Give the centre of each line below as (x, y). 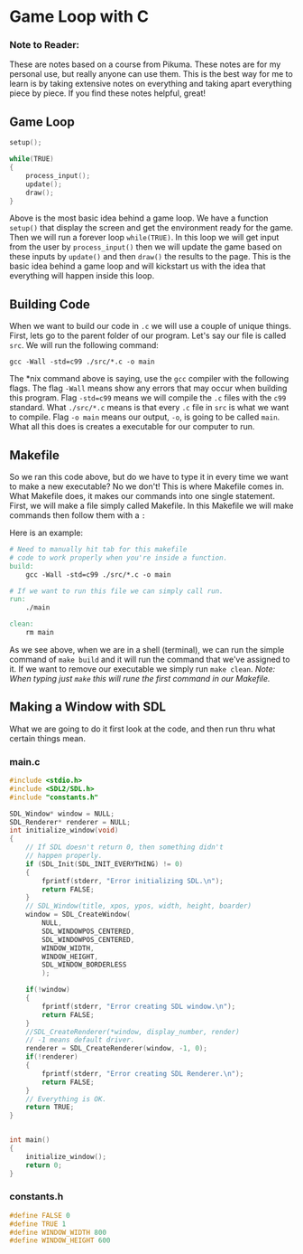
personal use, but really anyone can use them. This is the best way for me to (151, 74)
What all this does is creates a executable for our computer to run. (132, 427)
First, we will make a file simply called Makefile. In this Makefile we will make (151, 506)
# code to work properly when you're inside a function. (119, 558)
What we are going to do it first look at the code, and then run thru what (142, 729)
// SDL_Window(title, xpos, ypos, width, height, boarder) (139, 906)
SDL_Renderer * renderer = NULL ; (70, 822)
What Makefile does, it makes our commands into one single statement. (142, 496)
